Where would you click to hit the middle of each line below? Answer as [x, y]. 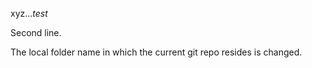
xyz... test [29, 13]
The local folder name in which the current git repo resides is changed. [156, 52]
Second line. [36, 32]
